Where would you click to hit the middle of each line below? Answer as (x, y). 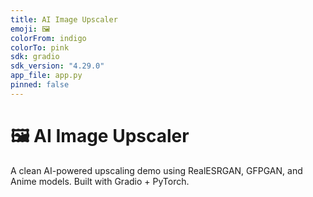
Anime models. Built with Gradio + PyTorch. (100, 181)
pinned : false (40, 85)
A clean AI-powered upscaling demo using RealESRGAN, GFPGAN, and (156, 170)
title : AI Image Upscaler (64, 19)
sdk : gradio (35, 57)
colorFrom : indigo (48, 38)
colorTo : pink (40, 47)
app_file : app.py (46, 76)
